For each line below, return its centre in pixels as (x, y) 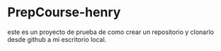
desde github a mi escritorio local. (57, 39)
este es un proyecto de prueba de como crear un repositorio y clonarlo (111, 32)
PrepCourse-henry (64, 12)
